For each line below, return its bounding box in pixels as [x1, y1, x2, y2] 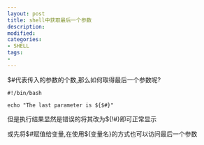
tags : [7, 49, 23, 56]
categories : [7, 36, 42, 43]
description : [7, 23, 45, 30]
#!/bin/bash [7, 89, 42, 96]
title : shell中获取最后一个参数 [7, 17, 92, 24]
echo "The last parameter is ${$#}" [7, 102, 114, 109]
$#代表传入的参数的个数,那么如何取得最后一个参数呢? [7, 75, 161, 84]
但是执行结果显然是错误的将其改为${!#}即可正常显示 [7, 114, 157, 123]
